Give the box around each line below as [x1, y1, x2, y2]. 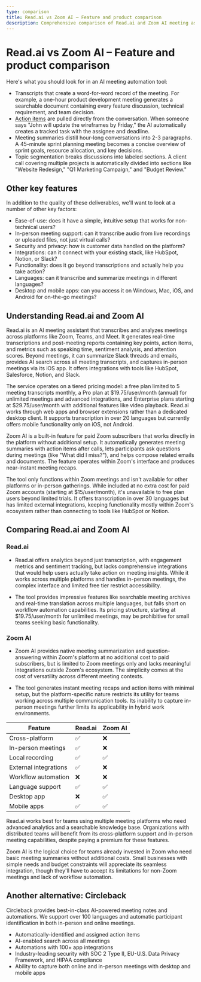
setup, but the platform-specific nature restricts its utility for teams [14, 690, 179, 697]
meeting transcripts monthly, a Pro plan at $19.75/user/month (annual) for [6, 389, 187, 396]
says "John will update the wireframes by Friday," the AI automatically [14, 121, 187, 129]
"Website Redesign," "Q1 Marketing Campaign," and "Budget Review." [14, 166, 187, 173]
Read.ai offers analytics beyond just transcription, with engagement [14, 556, 182, 563]
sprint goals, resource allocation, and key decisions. [14, 147, 144, 154]
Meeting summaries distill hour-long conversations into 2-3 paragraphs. [14, 134, 193, 141]
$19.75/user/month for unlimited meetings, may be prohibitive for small [14, 612, 190, 620]
